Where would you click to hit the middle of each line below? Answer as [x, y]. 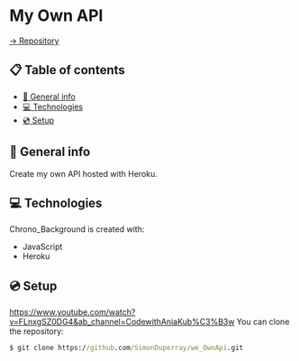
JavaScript [42, 247]
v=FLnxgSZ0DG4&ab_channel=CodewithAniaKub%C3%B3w [122, 322]
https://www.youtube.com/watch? [72, 312]
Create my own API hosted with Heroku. [83, 173]
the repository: [37, 331]
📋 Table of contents [68, 70]
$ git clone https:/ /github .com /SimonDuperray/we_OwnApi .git [127, 348]
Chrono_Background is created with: [77, 229]
